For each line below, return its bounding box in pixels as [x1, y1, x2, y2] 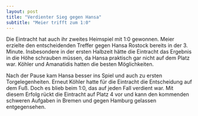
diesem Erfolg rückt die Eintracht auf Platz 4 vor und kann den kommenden [6, 91, 189, 98]
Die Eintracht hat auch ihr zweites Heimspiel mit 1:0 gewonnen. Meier [6, 36, 174, 43]
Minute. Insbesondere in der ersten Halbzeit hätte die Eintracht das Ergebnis [6, 48, 192, 55]
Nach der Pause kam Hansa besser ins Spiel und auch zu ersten [6, 72, 163, 79]
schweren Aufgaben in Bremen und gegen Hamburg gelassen [6, 97, 157, 104]
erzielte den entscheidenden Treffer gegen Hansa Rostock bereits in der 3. [6, 42, 188, 49]
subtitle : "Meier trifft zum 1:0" [6, 19, 92, 25]
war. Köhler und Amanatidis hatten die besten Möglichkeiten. [6, 61, 154, 68]
